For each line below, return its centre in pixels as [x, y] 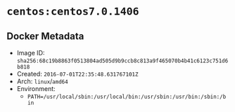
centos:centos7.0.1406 [73, 12]
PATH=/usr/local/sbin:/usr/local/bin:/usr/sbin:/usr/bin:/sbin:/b [127, 97]
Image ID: [31, 53]
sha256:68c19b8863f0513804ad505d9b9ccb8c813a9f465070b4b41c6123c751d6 [122, 61]
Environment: [36, 89]
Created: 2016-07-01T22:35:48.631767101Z [77, 74]
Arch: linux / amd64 [42, 81]
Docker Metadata [45, 36]
